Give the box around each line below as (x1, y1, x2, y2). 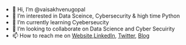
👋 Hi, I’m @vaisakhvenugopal (12, 6, 85, 13)
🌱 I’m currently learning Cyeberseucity (12, 19, 109, 26)
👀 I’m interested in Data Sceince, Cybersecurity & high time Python (12, 12, 180, 19)
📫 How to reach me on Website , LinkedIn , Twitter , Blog (12, 32, 149, 39)
